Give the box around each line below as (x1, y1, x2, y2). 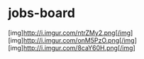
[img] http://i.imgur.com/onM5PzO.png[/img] (8, 36, 138, 44)
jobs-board (8, 5, 75, 21)
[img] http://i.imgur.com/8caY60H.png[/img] (8, 43, 135, 52)
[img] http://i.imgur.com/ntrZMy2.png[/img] (8, 28, 133, 37)
